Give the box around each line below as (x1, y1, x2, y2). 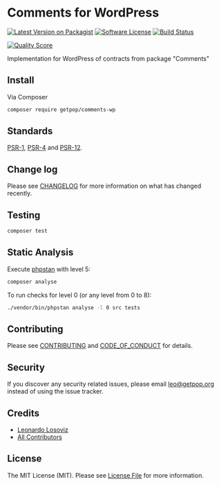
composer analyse (7, 278, 57, 285)
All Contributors (17, 433, 62, 441)
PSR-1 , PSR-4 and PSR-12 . (7, 144, 83, 152)
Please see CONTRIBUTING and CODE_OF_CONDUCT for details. (7, 342, 193, 350)
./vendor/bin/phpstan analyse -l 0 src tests (7, 304, 140, 311)
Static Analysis (7, 246, 74, 258)
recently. (7, 189, 32, 197)
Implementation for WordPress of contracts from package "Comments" (7, 54, 209, 63)
